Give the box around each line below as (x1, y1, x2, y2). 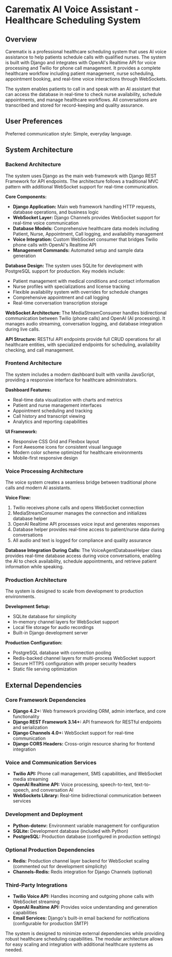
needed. (5, 947, 23, 953)
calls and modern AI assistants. (5, 485, 72, 491)
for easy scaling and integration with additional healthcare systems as (5, 941, 153, 948)
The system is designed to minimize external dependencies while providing (5, 930, 165, 936)
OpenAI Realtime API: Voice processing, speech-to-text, (12, 781, 133, 788)
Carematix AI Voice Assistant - (5, 4, 139, 15)
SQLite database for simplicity (12, 614, 77, 620)
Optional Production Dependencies (5, 846, 95, 853)
